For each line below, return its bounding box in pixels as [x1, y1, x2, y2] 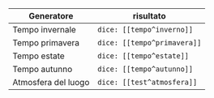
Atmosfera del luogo [12, 77, 90, 87]
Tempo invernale [12, 24, 77, 35]
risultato [132, 11, 166, 21]
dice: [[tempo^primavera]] [96, 38, 202, 47]
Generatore [28, 11, 74, 21]
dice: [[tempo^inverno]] [96, 25, 193, 34]
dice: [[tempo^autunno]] [96, 65, 193, 74]
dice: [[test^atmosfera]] [96, 78, 198, 87]
